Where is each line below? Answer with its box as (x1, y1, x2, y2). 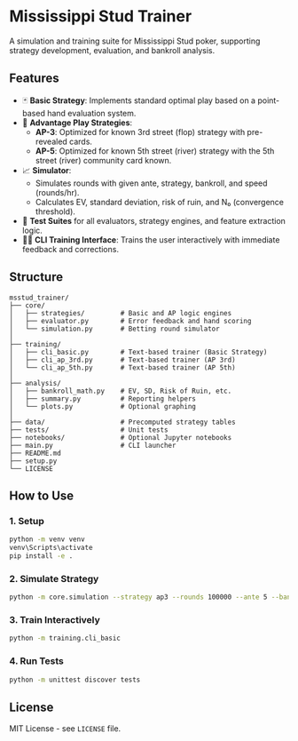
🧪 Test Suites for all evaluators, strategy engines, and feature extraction (21, 215, 286, 226)
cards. (69, 136, 93, 147)
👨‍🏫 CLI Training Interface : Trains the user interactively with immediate (21, 234, 280, 245)
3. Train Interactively (9, 613, 100, 625)
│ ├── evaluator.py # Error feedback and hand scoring (9, 316, 252, 325)
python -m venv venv (9, 535, 86, 544)
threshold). (35, 206, 75, 217)
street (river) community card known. (35, 155, 172, 165)
